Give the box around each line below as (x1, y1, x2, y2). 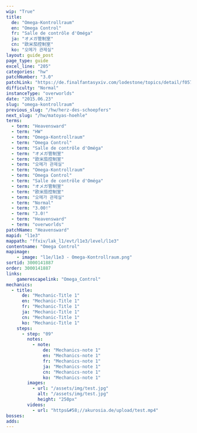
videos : (27, 402, 46, 408)
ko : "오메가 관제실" (11, 47, 55, 53)
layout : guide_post (6, 52, 54, 58)
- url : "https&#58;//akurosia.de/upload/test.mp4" (32, 407, 159, 413)
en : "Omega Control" (11, 25, 62, 31)
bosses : (6, 412, 25, 419)
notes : (27, 336, 43, 343)
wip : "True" (6, 8, 35, 15)
